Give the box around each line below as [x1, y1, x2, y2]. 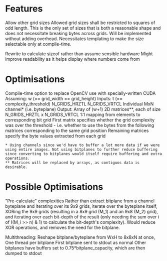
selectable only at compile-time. [5, 41, 71, 47]
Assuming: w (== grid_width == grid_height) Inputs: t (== [5, 95, 123, 101]
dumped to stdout [5, 250, 42, 256]
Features [5, 3, 43, 15]
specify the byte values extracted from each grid [5, 133, 106, 139]
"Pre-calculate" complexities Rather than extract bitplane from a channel [5, 198, 155, 204]
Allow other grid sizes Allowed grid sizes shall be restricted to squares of [5, 20, 155, 26]
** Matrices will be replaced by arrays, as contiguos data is [5, 160, 140, 165]
